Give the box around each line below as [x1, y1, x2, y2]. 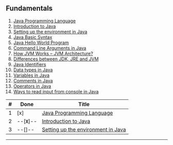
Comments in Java [13, 77, 53, 84]
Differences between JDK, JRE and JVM [13, 56, 99, 62]
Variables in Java [13, 72, 50, 78]
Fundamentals [6, 4, 53, 13]
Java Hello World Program [13, 39, 69, 46]
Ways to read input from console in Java [13, 88, 99, 94]
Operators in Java [13, 83, 51, 89]
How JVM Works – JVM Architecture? [13, 50, 93, 56]
